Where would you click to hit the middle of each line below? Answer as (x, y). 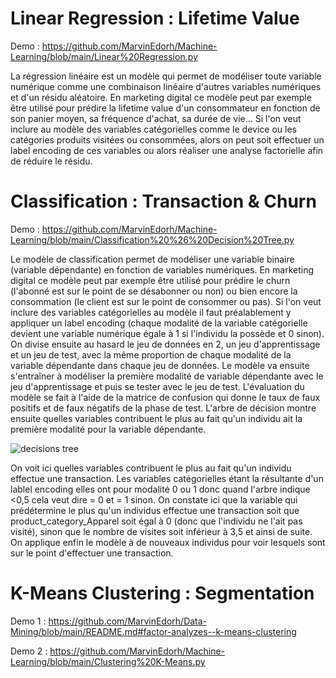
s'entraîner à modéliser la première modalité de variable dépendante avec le (167, 376)
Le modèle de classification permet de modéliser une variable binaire (152, 259)
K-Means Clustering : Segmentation (162, 593)
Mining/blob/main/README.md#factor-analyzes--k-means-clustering (153, 631)
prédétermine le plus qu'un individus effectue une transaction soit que (155, 510)
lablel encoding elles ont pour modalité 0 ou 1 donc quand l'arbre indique (160, 489)
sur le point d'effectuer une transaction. (92, 553)
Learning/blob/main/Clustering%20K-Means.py (108, 661)
